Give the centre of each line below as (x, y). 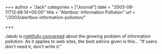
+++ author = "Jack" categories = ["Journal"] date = (58, 7)
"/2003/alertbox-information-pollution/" (46, 17)
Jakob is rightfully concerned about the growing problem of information (78, 36)
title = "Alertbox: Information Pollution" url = (91, 12)
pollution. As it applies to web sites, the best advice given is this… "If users (81, 41)
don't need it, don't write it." (34, 46)
